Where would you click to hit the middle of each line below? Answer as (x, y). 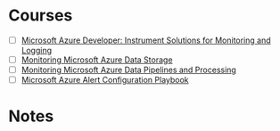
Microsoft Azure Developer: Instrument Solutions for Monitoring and (146, 40)
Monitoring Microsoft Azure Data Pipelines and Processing (129, 70)
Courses (41, 16)
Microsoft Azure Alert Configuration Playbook (105, 80)
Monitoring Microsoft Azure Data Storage (97, 60)
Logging (37, 50)
